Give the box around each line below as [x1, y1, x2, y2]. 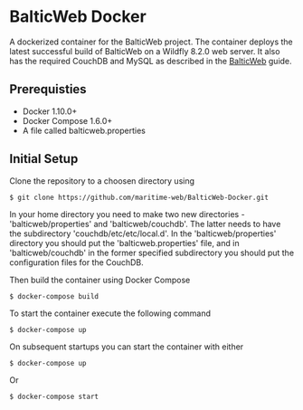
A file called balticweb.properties [22, 125, 147, 136]
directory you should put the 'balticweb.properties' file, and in [9, 237, 240, 248]
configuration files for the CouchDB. [9, 256, 145, 268]
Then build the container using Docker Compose [9, 274, 191, 285]
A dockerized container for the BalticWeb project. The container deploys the [9, 36, 294, 47]
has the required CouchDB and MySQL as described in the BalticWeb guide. [9, 55, 292, 66]
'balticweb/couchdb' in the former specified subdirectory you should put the [9, 247, 295, 258]
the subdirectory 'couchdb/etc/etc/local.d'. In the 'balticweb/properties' [9, 228, 277, 239]
